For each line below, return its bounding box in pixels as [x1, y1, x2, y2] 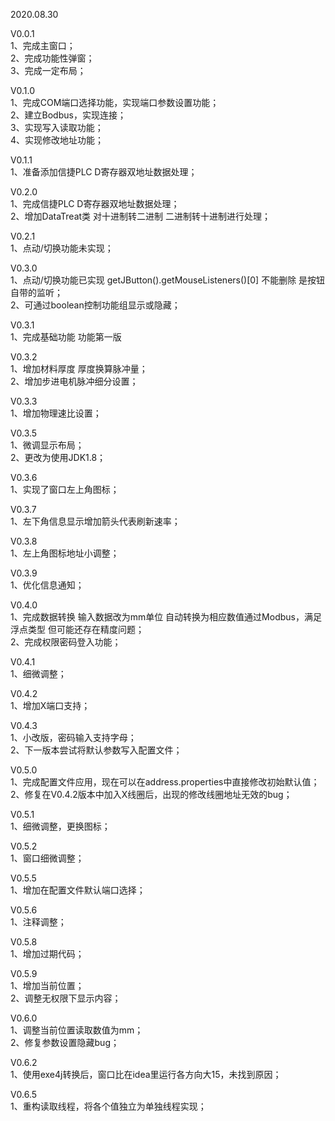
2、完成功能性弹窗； [10, 52, 95, 64]
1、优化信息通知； [10, 579, 85, 591]
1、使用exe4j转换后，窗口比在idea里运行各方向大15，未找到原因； [10, 1069, 282, 1080]
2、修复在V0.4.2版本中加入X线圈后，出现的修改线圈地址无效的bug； [10, 789, 293, 800]
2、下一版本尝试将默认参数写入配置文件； [10, 744, 183, 756]
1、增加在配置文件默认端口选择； [10, 884, 146, 896]
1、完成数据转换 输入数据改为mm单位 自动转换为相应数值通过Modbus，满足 [10, 611, 322, 623]
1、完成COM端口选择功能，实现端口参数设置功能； [10, 97, 220, 108]
